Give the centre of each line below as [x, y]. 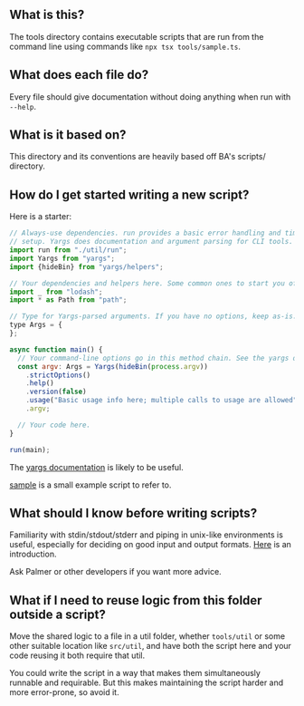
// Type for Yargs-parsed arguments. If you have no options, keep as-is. [153, 316]
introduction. [33, 554]
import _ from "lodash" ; [56, 292]
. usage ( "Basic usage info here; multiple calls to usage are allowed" [161, 401]
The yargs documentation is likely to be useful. [96, 467]
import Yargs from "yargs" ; [62, 258]
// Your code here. [54, 425]
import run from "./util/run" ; [68, 250]
